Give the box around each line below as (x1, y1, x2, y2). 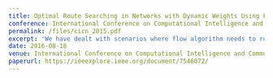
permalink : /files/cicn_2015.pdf (8, 27, 122, 35)
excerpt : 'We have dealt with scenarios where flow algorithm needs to (8, 34, 256, 43)
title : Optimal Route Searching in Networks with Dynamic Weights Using (8, 11, 260, 20)
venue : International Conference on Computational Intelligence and (8, 50, 245, 58)
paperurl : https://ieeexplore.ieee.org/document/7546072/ (8, 58, 209, 66)
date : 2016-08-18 (8, 42, 67, 50)
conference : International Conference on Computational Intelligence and (8, 19, 264, 28)
